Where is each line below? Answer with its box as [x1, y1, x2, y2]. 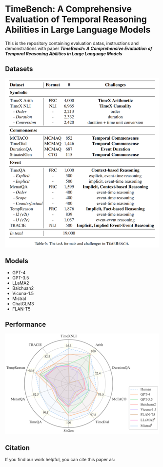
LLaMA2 [12, 280, 29, 286]
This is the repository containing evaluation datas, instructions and [5, 40, 139, 46]
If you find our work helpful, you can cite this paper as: [5, 457, 115, 463]
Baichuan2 [12, 285, 34, 291]
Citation [5, 444, 30, 452]
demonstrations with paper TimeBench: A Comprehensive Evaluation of [5, 45, 153, 51]
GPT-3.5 [12, 275, 29, 281]
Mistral [12, 296, 26, 301]
